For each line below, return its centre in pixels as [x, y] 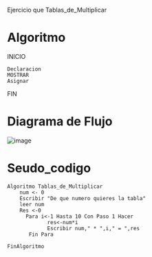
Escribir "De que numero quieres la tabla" [83, 198]
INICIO [17, 56]
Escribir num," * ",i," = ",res [93, 228]
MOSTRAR [18, 75]
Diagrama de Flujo [60, 122]
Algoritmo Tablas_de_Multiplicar [55, 186]
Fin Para [41, 234]
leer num [32, 204]
